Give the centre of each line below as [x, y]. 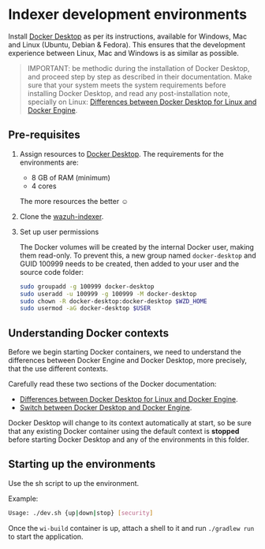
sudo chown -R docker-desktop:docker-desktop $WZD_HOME [113, 301]
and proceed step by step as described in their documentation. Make [140, 76]
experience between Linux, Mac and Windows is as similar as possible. [123, 53]
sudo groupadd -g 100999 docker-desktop [87, 286]
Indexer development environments [127, 15]
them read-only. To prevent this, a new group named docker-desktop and [138, 255]
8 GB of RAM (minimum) [71, 177]
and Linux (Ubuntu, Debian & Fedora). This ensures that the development [127, 44]
